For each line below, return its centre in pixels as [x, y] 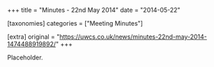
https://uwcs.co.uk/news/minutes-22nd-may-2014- [133, 37]
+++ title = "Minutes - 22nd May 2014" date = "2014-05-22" [94, 10]
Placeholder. [25, 57]
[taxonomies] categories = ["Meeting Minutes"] [75, 23]
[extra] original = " [33, 37]
